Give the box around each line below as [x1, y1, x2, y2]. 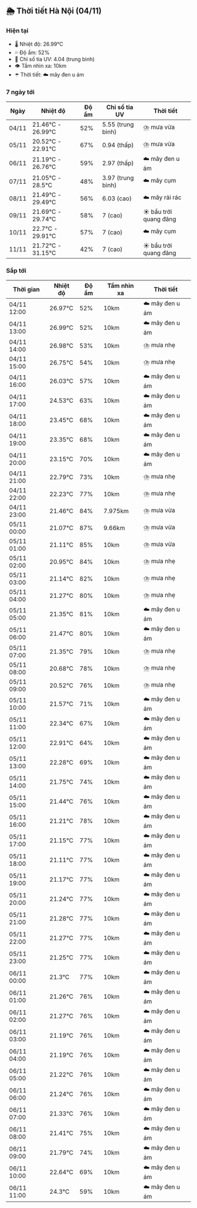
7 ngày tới [6, 88, 35, 96]
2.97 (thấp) [102, 159, 134, 167]
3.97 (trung [102, 174, 134, 182]
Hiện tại [6, 27, 29, 35]
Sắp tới [6, 266, 26, 274]
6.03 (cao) [102, 194, 132, 203]
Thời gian [12, 286, 40, 294]
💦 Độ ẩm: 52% [14, 49, 50, 56]
